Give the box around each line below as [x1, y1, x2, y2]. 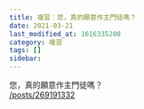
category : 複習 [9, 37, 63, 47]
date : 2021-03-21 [9, 21, 74, 30]
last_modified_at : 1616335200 [9, 29, 122, 38]
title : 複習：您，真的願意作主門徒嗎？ [9, 12, 137, 22]
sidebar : [9, 54, 42, 63]
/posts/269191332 [9, 90, 76, 100]
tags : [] [9, 46, 42, 55]
